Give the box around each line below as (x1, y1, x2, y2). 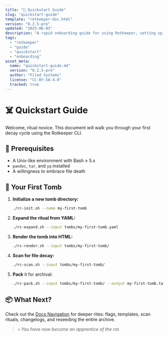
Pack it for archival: (12, 271, 53, 277)
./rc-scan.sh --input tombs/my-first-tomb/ (12, 262, 105, 267)
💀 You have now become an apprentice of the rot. (17, 326, 120, 332)
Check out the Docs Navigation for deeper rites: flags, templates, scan (5, 311, 151, 317)
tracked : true (10, 82, 39, 87)
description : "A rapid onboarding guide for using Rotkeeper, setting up (5, 31, 163, 36)
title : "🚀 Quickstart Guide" (5, 7, 66, 13)
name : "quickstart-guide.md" (10, 63, 71, 68)
